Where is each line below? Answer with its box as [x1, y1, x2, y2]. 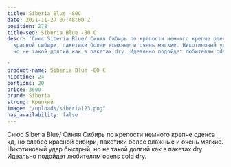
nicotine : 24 [7, 73, 45, 80]
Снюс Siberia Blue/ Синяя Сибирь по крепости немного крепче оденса [7, 130, 215, 138]
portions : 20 [7, 79, 45, 86]
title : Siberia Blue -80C [7, 10, 81, 17]
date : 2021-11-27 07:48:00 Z [7, 16, 91, 23]
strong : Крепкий [7, 99, 54, 106]
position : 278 [7, 23, 48, 29]
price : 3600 [7, 86, 41, 93]
